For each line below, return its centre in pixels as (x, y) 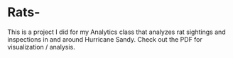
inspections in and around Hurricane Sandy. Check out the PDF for (105, 39)
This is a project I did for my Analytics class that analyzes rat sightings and (116, 32)
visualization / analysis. (42, 47)
